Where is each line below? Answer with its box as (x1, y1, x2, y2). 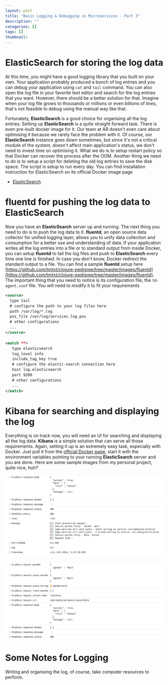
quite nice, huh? (5, 465, 39, 471)
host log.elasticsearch (12, 367, 62, 372)
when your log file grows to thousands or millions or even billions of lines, (5, 100, 157, 106)
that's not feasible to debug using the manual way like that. (5, 106, 127, 112)
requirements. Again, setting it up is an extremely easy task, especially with (5, 443, 161, 449)
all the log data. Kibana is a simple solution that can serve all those (5, 438, 143, 444)
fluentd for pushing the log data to (5, 196, 150, 208)
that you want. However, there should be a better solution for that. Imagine (5, 95, 159, 101)
